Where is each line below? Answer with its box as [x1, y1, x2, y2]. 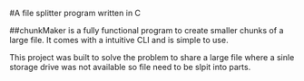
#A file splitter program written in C [9, 8, 142, 18]
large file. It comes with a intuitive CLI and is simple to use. [9, 35, 229, 45]
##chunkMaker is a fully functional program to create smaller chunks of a [9, 25, 284, 35]
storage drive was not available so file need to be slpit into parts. [9, 62, 251, 72]
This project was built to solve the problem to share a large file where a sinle [9, 52, 295, 62]
